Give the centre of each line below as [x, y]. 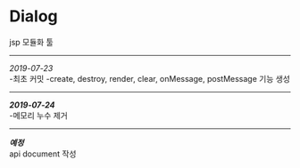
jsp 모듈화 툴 [31, 42]
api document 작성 [43, 154]
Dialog [33, 16]
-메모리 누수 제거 [39, 115]
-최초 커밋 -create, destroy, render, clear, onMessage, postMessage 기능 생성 [150, 78]
